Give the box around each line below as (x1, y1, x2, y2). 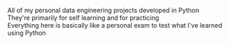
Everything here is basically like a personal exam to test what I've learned (7, 21, 223, 29)
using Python (7, 28, 46, 37)
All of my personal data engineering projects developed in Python (7, 6, 200, 14)
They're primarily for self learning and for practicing (7, 13, 159, 22)
